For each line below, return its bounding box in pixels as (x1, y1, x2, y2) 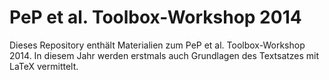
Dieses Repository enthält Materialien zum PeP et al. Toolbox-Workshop (9, 39, 306, 51)
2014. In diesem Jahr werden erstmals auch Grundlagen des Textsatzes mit (9, 49, 320, 61)
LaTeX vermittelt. (9, 60, 79, 72)
